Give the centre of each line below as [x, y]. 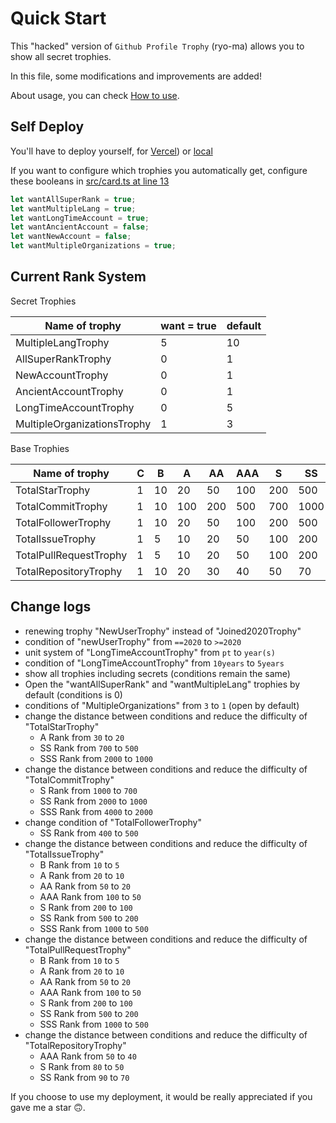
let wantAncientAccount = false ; [80, 227]
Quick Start [58, 18]
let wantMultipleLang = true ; [73, 208]
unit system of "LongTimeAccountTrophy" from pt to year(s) [150, 652]
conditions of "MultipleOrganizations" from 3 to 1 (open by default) [162, 705]
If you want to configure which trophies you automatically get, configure [159, 170]
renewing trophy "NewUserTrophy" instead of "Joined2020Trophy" [163, 631]
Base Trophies [40, 448]
